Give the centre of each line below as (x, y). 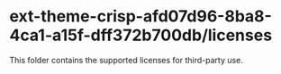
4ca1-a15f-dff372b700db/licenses (141, 35)
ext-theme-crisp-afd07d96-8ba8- (140, 16)
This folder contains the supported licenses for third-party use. (126, 60)
